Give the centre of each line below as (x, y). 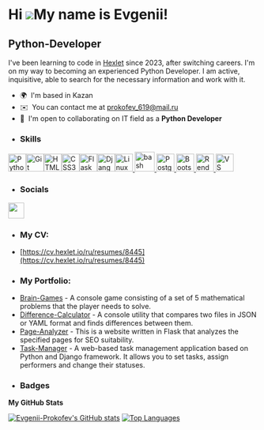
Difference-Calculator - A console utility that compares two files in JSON (138, 315)
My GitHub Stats (36, 403)
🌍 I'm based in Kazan (56, 95)
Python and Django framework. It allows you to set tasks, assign (124, 356)
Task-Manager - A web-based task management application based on (134, 349)
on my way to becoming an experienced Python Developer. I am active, (124, 71)
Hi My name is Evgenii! (88, 15)
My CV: (34, 235)
